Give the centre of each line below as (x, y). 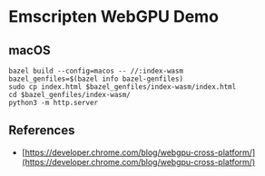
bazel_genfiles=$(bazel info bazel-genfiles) (96, 79)
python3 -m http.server (54, 103)
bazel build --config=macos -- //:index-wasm (96, 71)
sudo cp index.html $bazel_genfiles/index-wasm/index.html (123, 87)
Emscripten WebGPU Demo (114, 17)
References (42, 130)
